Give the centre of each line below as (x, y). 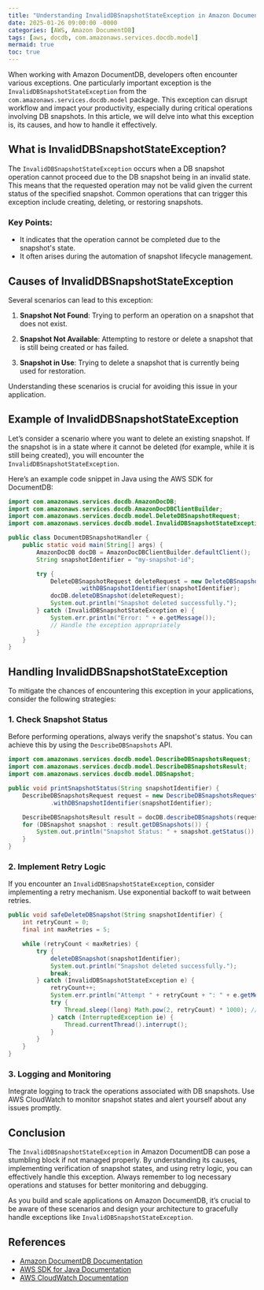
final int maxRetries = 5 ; (66, 930)
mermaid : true (31, 45)
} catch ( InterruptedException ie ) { (112, 1017)
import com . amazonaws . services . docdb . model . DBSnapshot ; (101, 774)
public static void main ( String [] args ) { (93, 545)
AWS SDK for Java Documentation (75, 1269)
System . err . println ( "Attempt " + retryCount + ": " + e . (145, 995)
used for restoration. (53, 370)
